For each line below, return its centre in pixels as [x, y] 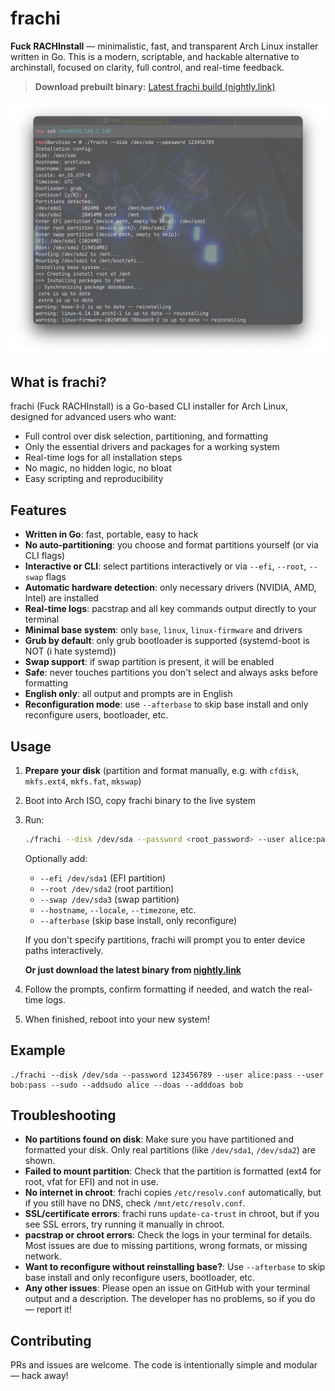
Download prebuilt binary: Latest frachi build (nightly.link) [155, 86]
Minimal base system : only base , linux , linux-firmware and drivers [163, 630]
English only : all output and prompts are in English [128, 694]
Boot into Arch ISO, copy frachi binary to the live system [140, 800]
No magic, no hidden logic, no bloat [98, 468]
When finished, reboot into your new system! [117, 1019]
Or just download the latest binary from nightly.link [133, 969]
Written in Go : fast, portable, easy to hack [111, 534]
